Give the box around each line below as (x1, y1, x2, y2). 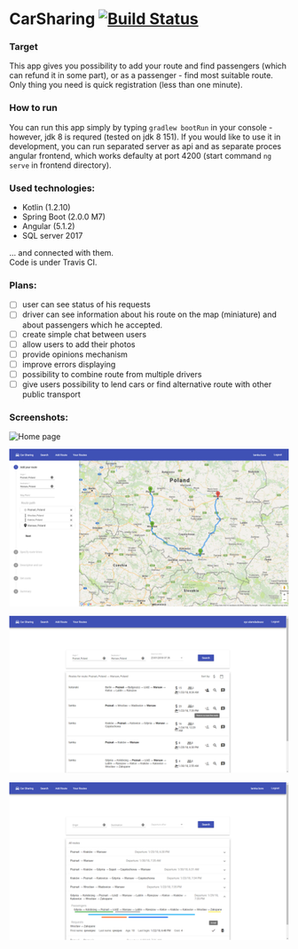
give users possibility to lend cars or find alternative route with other (21, 378, 272, 390)
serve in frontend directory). (9, 160, 113, 170)
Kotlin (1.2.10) (21, 202, 71, 213)
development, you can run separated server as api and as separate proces (9, 140, 282, 151)
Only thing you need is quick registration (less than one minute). (9, 80, 243, 91)
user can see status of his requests (21, 299, 151, 310)
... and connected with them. (9, 248, 114, 258)
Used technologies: (9, 182, 96, 194)
